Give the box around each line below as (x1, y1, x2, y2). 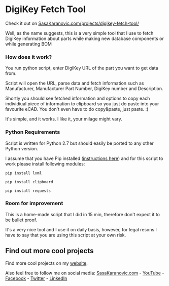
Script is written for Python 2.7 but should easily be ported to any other (5, 140, 154, 146)
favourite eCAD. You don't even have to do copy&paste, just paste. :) (5, 106, 149, 112)
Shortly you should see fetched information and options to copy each (5, 95, 150, 102)
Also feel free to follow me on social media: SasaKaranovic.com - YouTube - (5, 270, 164, 276)
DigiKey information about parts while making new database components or (5, 35, 164, 42)
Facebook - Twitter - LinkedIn (5, 275, 67, 281)
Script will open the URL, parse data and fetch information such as (5, 80, 144, 87)
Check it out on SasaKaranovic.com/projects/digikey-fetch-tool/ (5, 20, 140, 26)
